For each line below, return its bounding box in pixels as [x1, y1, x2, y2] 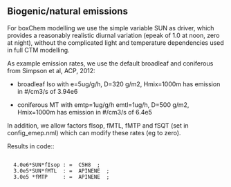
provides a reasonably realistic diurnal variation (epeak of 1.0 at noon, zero [7, 31, 220, 39]
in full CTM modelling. [7, 46, 71, 54]
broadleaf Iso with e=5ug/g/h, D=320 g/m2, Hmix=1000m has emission [17, 79, 221, 88]
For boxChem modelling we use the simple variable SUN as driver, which [7, 23, 214, 32]
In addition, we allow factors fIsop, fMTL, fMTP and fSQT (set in [7, 121, 189, 130]
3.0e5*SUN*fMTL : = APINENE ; [13, 167, 110, 175]
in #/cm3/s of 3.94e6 [17, 87, 78, 95]
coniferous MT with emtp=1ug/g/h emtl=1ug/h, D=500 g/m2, [17, 100, 190, 109]
